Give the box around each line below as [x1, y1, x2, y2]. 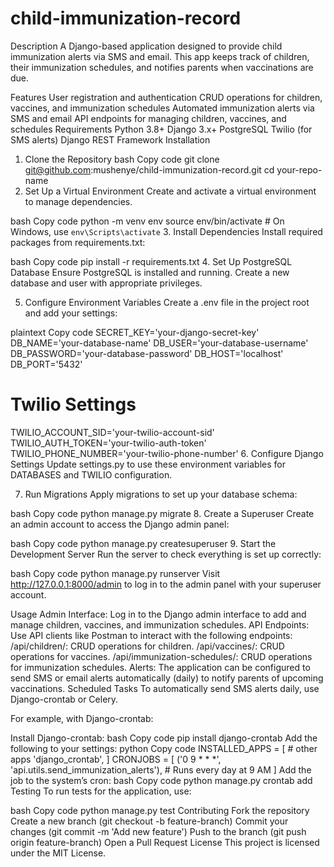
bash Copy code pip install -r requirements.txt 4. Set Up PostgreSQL [10, 255, 293, 267]
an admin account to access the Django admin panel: [10, 518, 230, 530]
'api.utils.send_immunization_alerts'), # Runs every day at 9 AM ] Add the [10, 763, 312, 776]
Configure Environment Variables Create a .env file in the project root [24, 296, 310, 308]
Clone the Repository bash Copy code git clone [24, 153, 220, 165]
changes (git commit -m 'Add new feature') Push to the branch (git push [10, 825, 307, 837]
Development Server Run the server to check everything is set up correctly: [10, 548, 322, 560]
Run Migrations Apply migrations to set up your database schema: [24, 488, 298, 500]
